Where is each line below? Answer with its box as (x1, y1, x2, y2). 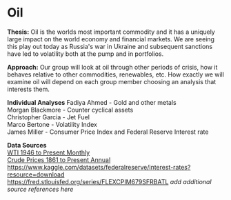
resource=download (7, 170, 65, 179)
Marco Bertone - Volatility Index (7, 120, 98, 128)
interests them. (7, 85, 50, 93)
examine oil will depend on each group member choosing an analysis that (7, 77, 217, 86)
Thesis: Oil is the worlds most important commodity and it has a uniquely (7, 28, 215, 36)
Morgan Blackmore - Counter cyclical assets (7, 106, 134, 114)
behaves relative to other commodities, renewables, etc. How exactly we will (7, 70, 224, 79)
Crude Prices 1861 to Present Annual (7, 155, 111, 163)
